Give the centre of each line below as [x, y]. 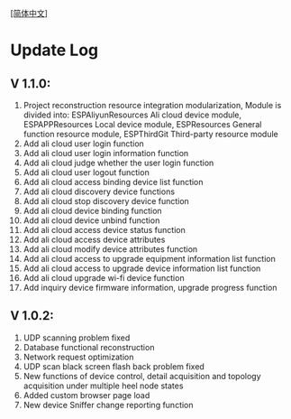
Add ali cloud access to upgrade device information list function [142, 268]
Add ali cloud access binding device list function [113, 182]
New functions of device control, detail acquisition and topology [142, 376]
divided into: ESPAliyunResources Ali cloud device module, [132, 115]
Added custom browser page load [86, 395]
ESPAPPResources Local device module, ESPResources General [142, 124]
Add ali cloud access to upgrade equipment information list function [149, 259]
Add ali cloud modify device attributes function [110, 249]
